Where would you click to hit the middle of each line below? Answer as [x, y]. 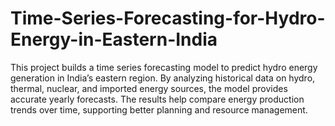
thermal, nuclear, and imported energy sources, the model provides [149, 88]
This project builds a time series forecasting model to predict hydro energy [164, 67]
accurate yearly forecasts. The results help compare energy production [157, 99]
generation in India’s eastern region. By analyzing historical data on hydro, [163, 78]
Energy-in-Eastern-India [114, 39]
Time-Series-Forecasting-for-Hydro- [168, 18]
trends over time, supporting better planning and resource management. [159, 109]
